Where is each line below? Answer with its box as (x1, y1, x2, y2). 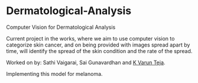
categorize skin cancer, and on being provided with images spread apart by (6, 41, 190, 48)
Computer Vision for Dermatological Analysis (6, 24, 116, 31)
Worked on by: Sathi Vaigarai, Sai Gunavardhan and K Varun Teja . (6, 59, 165, 66)
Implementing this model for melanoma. (6, 70, 103, 77)
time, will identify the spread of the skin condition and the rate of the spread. (6, 47, 193, 54)
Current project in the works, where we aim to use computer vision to (6, 35, 175, 42)
